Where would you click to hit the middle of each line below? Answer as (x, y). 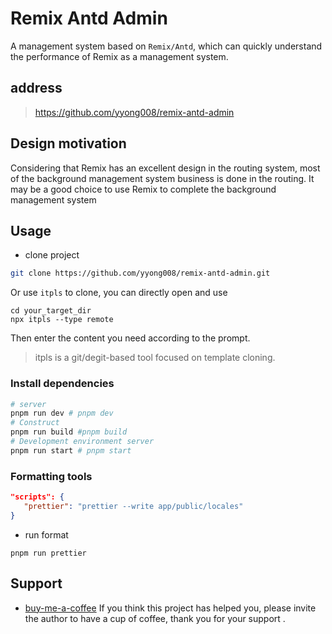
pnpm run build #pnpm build (69, 432)
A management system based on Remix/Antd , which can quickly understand (166, 46)
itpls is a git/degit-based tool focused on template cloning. (155, 358)
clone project (52, 255)
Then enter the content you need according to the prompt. (130, 338)
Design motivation (68, 143)
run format (46, 534)
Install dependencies (62, 384)
